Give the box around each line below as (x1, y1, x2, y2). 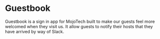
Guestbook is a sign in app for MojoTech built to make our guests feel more (5, 19, 155, 24)
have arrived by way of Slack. (5, 29, 64, 34)
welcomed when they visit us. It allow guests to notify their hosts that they (5, 23, 153, 29)
